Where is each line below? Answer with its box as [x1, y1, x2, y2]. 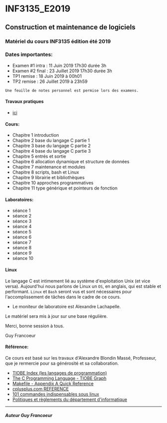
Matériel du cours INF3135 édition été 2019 [5, 38, 111, 45]
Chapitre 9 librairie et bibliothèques [12, 175, 85, 181]
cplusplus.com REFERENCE [12, 386, 69, 392]
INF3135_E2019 [5, 3, 71, 14]
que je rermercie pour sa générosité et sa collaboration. [5, 360, 119, 366]
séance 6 [12, 234, 32, 240]
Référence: [5, 344, 29, 350]
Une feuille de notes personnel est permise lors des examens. [5, 88, 139, 93]
